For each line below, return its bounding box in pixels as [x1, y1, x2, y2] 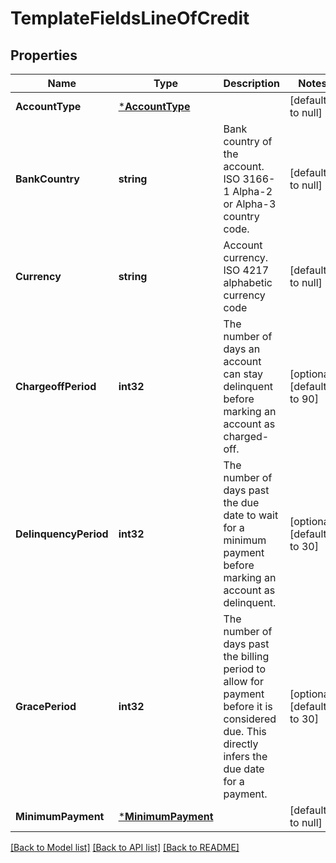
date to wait [223, 508, 279, 522]
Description [223, 77, 280, 90]
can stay [223, 367, 264, 381]
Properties [10, 47, 78, 64]
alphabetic [223, 276, 273, 289]
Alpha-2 [232, 185, 273, 198]
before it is [223, 700, 273, 713]
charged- [223, 430, 270, 443]
